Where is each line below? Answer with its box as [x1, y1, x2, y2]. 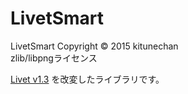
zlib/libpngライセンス [10, 52, 98, 64]
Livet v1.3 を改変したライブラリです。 [10, 73, 165, 85]
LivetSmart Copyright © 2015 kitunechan [10, 40, 179, 52]
